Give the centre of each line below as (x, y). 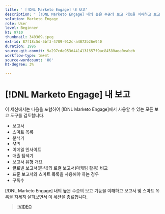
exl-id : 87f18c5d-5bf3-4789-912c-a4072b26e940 (54, 42)
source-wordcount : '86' (29, 60)
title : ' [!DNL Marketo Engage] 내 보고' (47, 10)
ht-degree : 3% (20, 64)
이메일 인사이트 (27, 150)
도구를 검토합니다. (27, 116)
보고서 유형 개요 (27, 162)
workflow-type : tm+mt (27, 55)
